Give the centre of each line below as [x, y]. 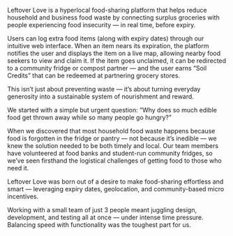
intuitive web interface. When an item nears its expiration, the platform [108, 46]
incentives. [23, 196]
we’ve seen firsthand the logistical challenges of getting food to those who [114, 161]
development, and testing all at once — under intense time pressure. [105, 217]
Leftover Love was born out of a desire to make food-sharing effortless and [115, 182]
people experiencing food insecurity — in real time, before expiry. [102, 25]
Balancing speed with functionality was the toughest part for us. [99, 225]
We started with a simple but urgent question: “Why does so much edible [112, 110]
